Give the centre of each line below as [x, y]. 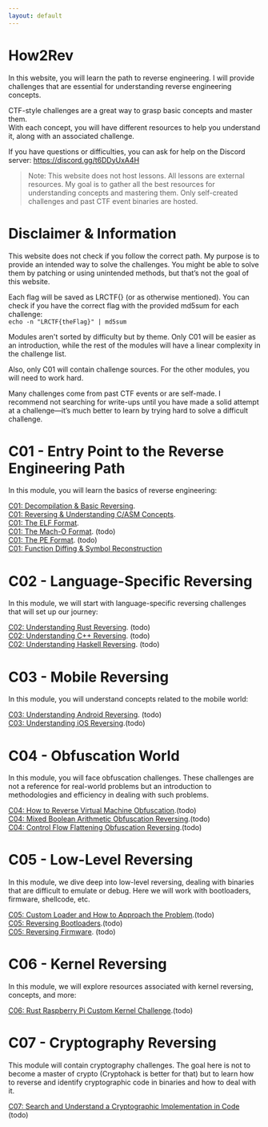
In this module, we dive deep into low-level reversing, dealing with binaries [131, 882]
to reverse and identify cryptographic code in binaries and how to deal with [132, 1082]
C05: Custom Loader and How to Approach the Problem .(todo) [111, 915]
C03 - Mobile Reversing [89, 677]
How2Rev [41, 55]
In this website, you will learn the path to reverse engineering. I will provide [132, 78]
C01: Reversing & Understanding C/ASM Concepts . [92, 515]
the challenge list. [37, 353]
